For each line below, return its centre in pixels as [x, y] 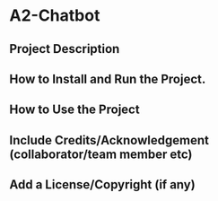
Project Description [65, 49]
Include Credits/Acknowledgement [109, 140]
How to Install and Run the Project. [108, 79]
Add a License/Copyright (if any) [102, 185]
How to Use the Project [75, 110]
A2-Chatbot [55, 16]
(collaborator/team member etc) [101, 154]
